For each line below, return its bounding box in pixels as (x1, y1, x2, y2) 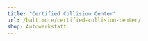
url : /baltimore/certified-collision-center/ (7, 17, 141, 24)
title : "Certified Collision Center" (7, 10, 117, 17)
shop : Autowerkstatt (7, 23, 67, 30)
